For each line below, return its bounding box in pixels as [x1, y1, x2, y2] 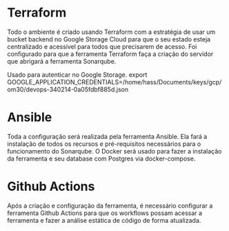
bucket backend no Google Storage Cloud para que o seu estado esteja [7, 35, 211, 43]
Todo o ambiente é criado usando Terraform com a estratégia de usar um [7, 28, 216, 36]
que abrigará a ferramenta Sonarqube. [7, 57, 117, 65]
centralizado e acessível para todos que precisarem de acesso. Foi [7, 42, 197, 50]
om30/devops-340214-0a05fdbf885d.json [7, 85, 129, 93]
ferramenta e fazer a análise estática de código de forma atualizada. [7, 216, 201, 224]
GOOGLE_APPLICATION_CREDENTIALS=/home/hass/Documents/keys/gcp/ [7, 77, 222, 86]
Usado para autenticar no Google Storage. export [7, 71, 148, 79]
